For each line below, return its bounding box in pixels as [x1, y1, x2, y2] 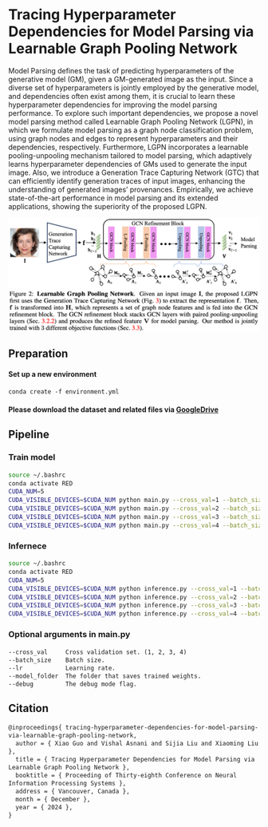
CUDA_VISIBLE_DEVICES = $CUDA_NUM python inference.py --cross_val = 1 [8, 584, 238, 592]
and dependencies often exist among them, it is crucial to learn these [8, 91, 235, 101]
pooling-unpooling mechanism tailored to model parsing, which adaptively [8, 150, 253, 160]
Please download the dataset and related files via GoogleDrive [8, 405, 219, 414]
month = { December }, [15, 796, 91, 804]
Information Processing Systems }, [8, 780, 127, 788]
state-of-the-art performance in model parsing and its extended [8, 193, 219, 203]
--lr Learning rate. [8, 664, 116, 672]
